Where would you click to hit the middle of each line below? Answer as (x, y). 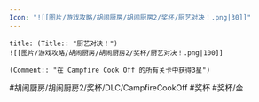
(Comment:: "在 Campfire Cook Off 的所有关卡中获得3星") (110, 70)
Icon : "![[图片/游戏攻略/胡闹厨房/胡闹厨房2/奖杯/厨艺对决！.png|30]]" (130, 17)
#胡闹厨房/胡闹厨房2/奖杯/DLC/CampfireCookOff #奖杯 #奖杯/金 (126, 87)
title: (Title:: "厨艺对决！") (63, 43)
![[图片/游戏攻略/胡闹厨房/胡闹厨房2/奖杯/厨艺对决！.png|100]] (116, 53)
